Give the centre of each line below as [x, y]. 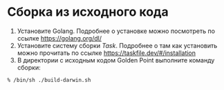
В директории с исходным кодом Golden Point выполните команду [116, 60]
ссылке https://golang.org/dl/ [59, 38]
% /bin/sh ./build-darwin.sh [49, 80]
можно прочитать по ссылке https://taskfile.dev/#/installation [106, 53]
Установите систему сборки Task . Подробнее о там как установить [117, 45]
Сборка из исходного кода [88, 12]
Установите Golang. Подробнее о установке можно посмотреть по [116, 31]
